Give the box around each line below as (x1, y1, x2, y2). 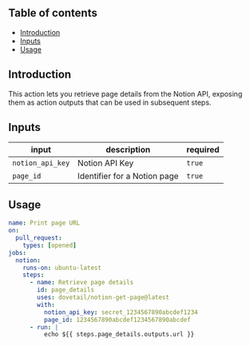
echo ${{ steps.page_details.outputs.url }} (43, 331, 195, 339)
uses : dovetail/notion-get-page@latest (37, 293, 170, 301)
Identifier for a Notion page (77, 171, 179, 182)
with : (37, 300, 56, 308)
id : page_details (37, 286, 94, 294)
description (105, 144, 151, 155)
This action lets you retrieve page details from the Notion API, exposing (8, 89, 243, 98)
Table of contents (8, 6, 97, 20)
